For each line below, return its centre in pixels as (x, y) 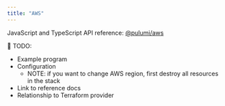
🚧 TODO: (19, 46)
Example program (42, 59)
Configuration (36, 66)
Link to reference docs (49, 88)
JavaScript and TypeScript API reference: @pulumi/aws (85, 33)
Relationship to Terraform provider (65, 95)
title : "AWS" (26, 13)
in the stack (43, 81)
